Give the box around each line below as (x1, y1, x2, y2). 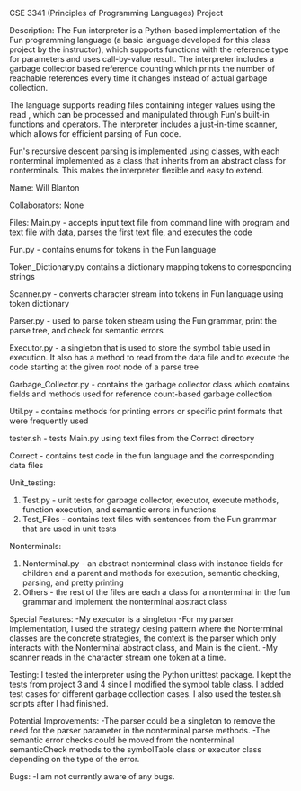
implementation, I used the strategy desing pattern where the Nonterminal (9, 624, 283, 634)
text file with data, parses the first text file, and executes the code (9, 227, 252, 237)
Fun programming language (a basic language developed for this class (9, 35, 271, 45)
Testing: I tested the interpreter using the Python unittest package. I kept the (9, 670, 292, 680)
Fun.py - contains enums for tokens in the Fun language (9, 244, 217, 254)
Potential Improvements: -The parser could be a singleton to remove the (9, 715, 276, 726)
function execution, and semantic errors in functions (22, 504, 217, 515)
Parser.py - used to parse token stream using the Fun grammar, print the (9, 316, 277, 326)
